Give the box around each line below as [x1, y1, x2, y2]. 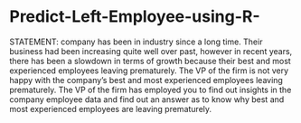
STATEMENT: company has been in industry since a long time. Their [9, 36, 263, 47]
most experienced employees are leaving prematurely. [9, 103, 212, 114]
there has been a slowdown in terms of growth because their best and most [9, 55, 291, 66]
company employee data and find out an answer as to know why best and [9, 93, 285, 105]
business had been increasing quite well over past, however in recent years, [9, 45, 293, 56]
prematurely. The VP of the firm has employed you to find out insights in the [9, 84, 292, 95]
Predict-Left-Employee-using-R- [9, 6, 260, 27]
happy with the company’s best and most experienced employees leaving [9, 74, 283, 85]
